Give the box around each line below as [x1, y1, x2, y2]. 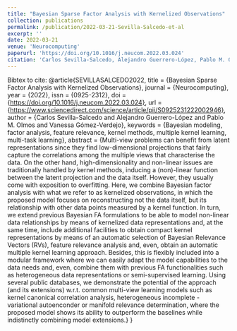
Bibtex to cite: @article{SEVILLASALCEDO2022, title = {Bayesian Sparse [7, 76, 217, 84]
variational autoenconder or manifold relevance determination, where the [7, 301, 220, 309]
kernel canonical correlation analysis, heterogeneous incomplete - [7, 293, 200, 301]
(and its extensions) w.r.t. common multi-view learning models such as [7, 285, 213, 294]
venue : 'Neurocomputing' [7, 43, 80, 50]
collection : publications [7, 17, 83, 24]
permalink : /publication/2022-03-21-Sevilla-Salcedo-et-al [7, 23, 185, 30]
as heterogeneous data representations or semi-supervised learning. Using [7, 270, 226, 279]
